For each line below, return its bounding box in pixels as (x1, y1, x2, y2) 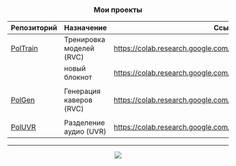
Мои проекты (93, 5, 143, 15)
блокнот (64, 72, 93, 82)
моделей (64, 43, 95, 53)
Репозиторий (11, 23, 58, 33)
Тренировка (64, 35, 105, 45)
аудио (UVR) (64, 127, 107, 137)
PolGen (11, 95, 35, 105)
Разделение (64, 118, 105, 127)
